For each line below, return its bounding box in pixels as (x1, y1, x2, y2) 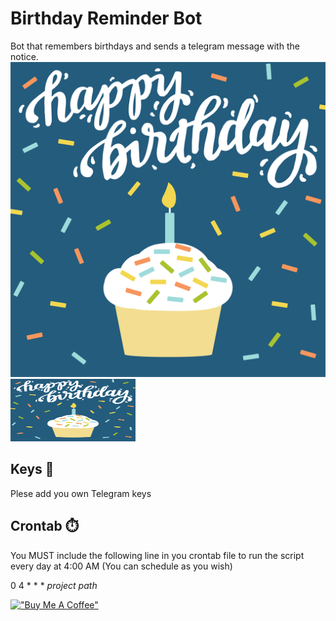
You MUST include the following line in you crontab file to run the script (10, 549, 305, 561)
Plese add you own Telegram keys (10, 487, 152, 499)
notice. (10, 50, 39, 62)
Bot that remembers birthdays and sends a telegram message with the (10, 40, 300, 52)
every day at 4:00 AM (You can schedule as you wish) (10, 560, 233, 572)
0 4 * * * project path (10, 579, 98, 591)
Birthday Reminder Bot (10, 7, 203, 30)
